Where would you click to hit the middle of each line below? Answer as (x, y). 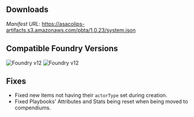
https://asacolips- (63, 24)
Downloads (27, 10)
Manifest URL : (24, 24)
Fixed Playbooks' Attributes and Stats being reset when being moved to (101, 102)
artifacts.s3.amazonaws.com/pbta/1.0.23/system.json (71, 30)
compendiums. (33, 108)
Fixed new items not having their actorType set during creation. (91, 95)
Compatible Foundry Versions (62, 49)
